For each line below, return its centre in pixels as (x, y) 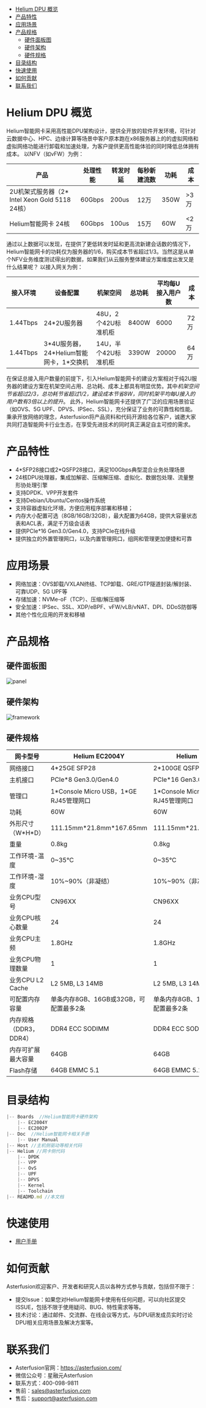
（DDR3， (24, 1029)
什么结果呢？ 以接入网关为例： (45, 267)
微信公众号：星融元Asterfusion (54, 1375)
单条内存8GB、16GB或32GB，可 (98, 1000)
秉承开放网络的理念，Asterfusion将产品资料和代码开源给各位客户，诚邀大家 (101, 416)
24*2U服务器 (63, 323)
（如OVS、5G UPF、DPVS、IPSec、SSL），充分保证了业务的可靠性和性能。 (101, 409)
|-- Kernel (31, 1185)
